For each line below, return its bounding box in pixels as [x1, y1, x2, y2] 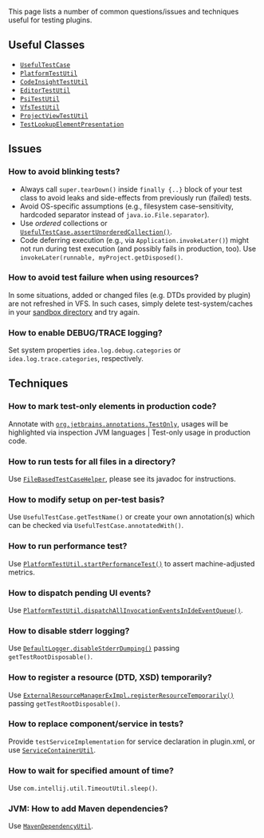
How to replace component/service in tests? [8, 718, 184, 729]
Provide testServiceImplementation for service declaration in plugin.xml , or [8, 737, 255, 746]
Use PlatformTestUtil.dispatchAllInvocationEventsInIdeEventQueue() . [8, 605, 243, 614]
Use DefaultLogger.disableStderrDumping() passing [8, 643, 180, 653]
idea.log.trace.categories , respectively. [8, 354, 144, 363]
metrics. [8, 567, 36, 577]
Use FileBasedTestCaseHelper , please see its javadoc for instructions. [8, 475, 237, 484]
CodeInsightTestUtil [19, 77, 89, 86]
